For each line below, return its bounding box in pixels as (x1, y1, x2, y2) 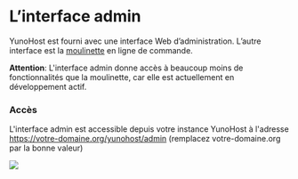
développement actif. (9, 81, 87, 92)
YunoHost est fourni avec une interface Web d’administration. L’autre (9, 36, 262, 46)
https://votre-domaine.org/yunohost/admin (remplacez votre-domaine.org (9, 134, 281, 144)
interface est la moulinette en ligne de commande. (9, 45, 193, 55)
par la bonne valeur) (9, 142, 84, 153)
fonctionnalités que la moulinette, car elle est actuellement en (9, 71, 235, 82)
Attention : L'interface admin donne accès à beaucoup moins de (9, 62, 244, 73)
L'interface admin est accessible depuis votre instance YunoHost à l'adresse (9, 124, 289, 134)
